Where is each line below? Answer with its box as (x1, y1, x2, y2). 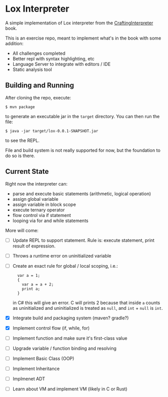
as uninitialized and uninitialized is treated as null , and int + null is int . (12, 305, 163, 311)
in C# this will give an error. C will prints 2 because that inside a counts (12, 300, 160, 306)
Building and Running (5, 81, 74, 90)
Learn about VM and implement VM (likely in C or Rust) (12, 386, 128, 392)
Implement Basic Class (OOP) (12, 355, 74, 362)
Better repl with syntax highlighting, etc (12, 55, 95, 61)
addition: (5, 40, 24, 46)
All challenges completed (12, 50, 66, 56)
